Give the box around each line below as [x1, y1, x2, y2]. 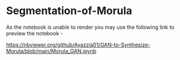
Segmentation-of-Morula [6, 4, 133, 18]
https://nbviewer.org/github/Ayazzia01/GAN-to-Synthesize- [6, 41, 150, 48]
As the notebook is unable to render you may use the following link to [6, 24, 175, 31]
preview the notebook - [6, 29, 63, 36]
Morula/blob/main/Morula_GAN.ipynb [6, 47, 97, 54]
